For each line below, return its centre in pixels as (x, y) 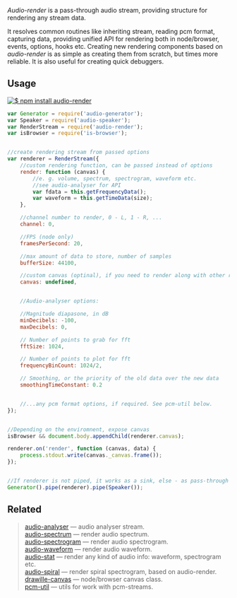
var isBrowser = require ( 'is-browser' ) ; (68, 134)
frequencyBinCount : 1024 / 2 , (61, 366)
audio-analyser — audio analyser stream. (84, 527)
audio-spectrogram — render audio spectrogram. (96, 541)
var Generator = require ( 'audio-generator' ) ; (75, 113)
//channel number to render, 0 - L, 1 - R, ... (91, 218)
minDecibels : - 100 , (49, 320)
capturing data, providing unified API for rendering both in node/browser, (114, 39)
